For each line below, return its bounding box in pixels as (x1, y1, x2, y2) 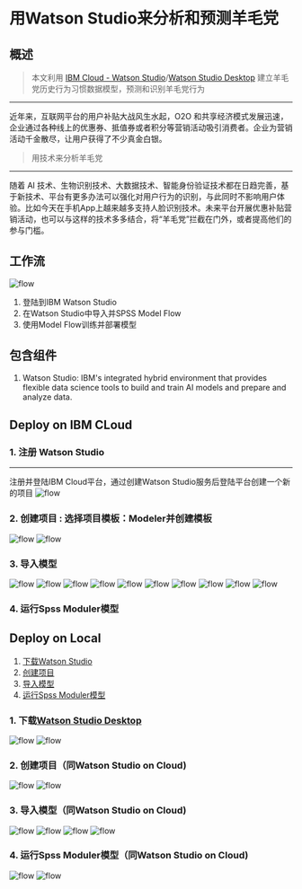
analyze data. (22, 392, 73, 402)
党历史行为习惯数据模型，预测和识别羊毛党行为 (31, 84, 205, 94)
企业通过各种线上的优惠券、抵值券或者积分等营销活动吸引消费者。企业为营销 (9, 122, 293, 133)
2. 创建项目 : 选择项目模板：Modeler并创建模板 (9, 513, 213, 525)
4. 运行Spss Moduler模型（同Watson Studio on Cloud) (9, 849, 249, 862)
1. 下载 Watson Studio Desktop (9, 714, 142, 726)
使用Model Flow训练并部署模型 (22, 319, 138, 330)
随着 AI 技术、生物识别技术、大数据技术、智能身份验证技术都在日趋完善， (9, 180, 281, 190)
